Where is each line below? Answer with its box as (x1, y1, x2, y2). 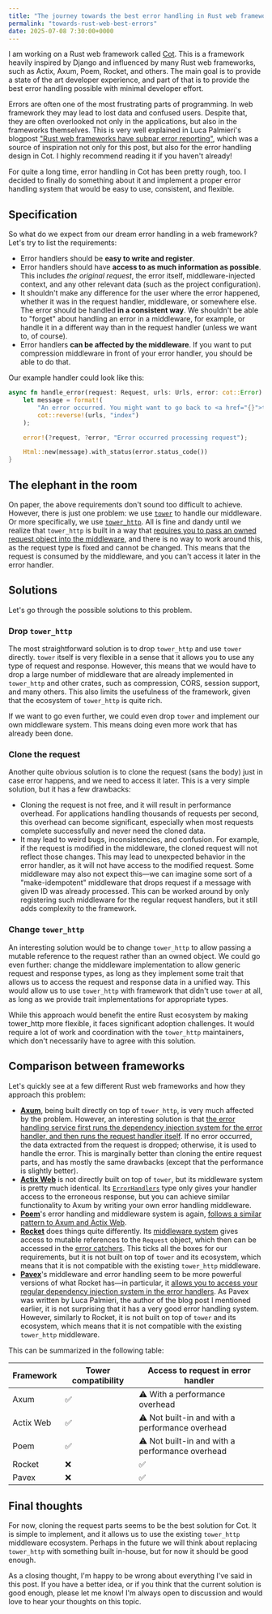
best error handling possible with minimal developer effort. (8, 84, 204, 93)
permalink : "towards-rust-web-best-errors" (8, 19, 158, 28)
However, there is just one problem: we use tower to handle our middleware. (8, 508, 261, 518)
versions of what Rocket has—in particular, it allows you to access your (19, 1278, 258, 1288)
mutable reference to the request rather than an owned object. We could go (8, 951, 261, 960)
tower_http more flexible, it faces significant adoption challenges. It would (8, 1018, 255, 1028)
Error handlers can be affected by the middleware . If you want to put (19, 340, 253, 350)
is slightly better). (19, 1166, 79, 1176)
